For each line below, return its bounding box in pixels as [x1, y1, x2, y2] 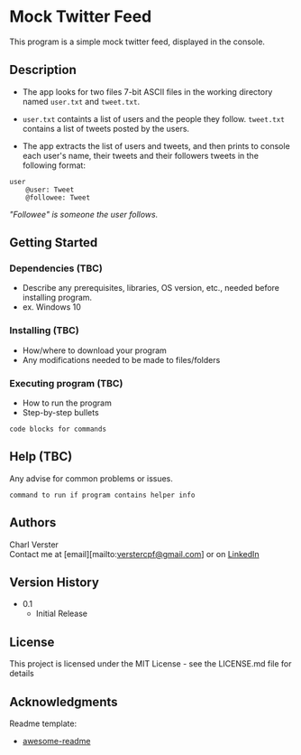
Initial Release [35, 608, 88, 620]
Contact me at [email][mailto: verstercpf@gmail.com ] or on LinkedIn [9, 548, 260, 559]
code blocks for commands [9, 424, 106, 434]
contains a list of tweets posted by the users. [22, 123, 190, 134]
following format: [22, 160, 86, 171]
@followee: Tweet [25, 192, 91, 202]
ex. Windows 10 [22, 302, 81, 312]
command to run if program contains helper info [9, 490, 196, 499]
